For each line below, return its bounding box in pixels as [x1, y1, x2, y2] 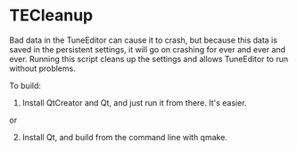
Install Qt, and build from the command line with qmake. [21, 131, 227, 142]
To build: [9, 80, 42, 91]
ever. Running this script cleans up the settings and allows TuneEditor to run [9, 53, 289, 64]
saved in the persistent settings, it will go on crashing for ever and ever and [9, 44, 286, 54]
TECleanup [9, 5, 94, 26]
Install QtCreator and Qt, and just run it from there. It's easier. [21, 97, 247, 107]
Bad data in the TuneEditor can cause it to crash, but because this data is [9, 35, 278, 45]
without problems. [9, 63, 76, 74]
